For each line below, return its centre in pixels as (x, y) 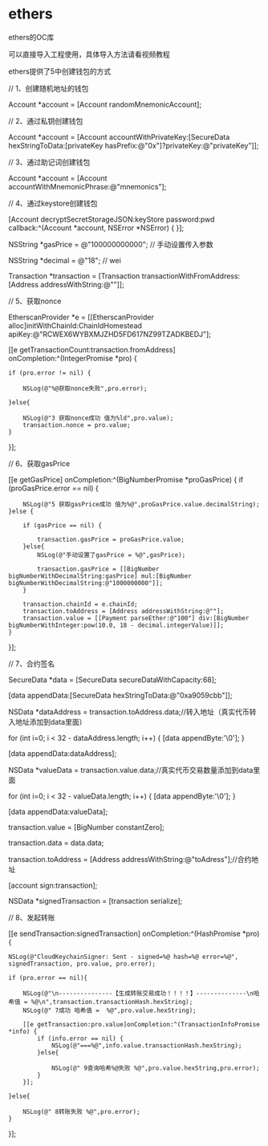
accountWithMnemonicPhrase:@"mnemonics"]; (87, 186)
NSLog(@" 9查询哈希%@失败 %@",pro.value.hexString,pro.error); (155, 1068)
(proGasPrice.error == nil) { (53, 488)
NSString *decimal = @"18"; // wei (65, 260)
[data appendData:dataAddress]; (63, 753)
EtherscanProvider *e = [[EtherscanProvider (81, 317)
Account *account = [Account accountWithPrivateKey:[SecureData (119, 136)
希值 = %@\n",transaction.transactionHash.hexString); (101, 1002)
